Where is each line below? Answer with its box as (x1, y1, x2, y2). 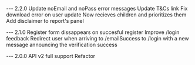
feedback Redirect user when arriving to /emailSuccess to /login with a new (6, 35, 189, 42)
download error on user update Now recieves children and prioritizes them (6, 11, 187, 18)
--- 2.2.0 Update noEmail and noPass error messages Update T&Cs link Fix (6, 5, 188, 12)
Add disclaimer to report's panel (6, 18, 84, 24)
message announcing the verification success (6, 41, 117, 48)
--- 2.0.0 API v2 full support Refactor (6, 53, 96, 59)
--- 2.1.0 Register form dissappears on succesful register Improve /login (6, 29, 180, 36)
